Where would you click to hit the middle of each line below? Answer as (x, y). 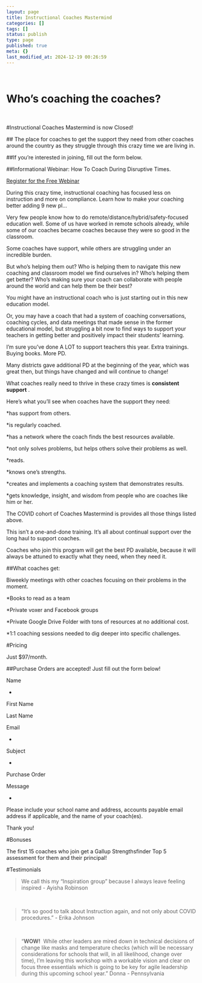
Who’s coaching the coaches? (84, 99)
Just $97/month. (27, 657)
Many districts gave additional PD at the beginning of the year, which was (98, 365)
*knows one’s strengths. (36, 472)
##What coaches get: (33, 568)
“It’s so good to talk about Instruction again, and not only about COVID (109, 911)
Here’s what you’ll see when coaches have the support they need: (88, 401)
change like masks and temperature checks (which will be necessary (107, 947)
